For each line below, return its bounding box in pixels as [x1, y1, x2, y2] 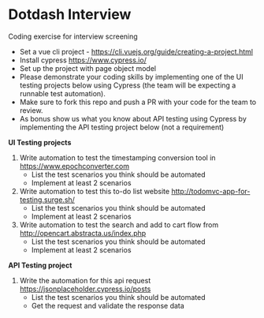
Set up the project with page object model [19, 63, 156, 73]
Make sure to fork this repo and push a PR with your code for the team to [19, 97, 257, 107]
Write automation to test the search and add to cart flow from [19, 219, 219, 230]
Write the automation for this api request [19, 275, 151, 285]
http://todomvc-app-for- [171, 186, 251, 196]
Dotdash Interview [8, 6, 132, 24]
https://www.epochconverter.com [19, 161, 130, 170]
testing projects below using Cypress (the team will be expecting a [19, 80, 236, 90]
